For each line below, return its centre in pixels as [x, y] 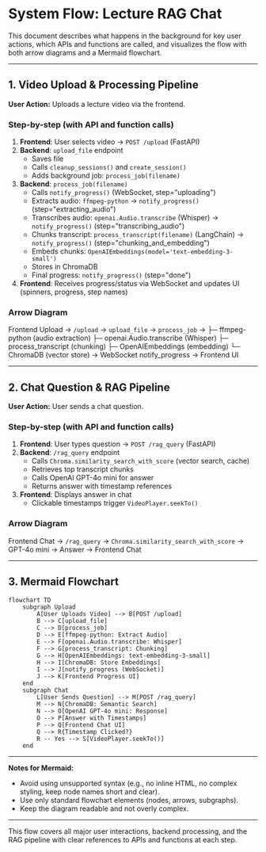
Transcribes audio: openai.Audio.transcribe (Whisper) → [125, 218]
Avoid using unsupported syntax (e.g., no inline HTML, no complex [128, 783]
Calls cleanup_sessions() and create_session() [109, 167]
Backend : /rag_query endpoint [70, 453]
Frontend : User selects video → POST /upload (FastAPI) [110, 142]
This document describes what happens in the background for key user [125, 36]
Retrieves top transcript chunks [83, 469]
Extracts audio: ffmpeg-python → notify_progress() [115, 201]
